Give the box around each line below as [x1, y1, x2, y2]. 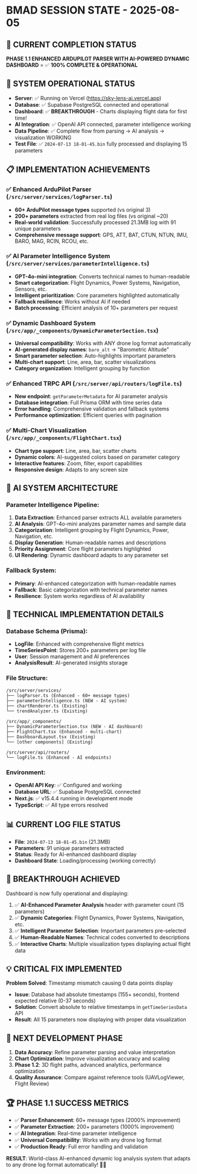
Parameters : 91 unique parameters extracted [14, 844, 124, 851]
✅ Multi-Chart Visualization [6, 426, 87, 435]
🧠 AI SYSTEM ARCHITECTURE [6, 483, 119, 493]
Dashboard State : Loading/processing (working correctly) [14, 857, 156, 864]
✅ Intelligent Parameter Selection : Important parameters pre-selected [14, 927, 186, 934]
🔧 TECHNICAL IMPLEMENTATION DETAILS [6, 610, 164, 620]
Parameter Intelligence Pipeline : [6, 501, 100, 509]
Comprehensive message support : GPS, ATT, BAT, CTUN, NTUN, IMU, [14, 231, 188, 238]
